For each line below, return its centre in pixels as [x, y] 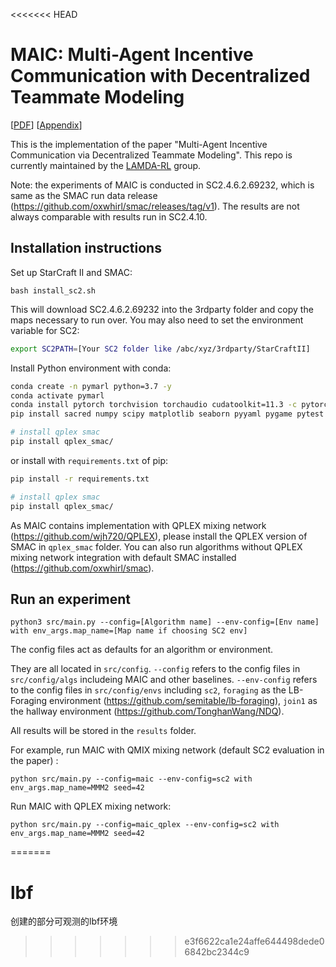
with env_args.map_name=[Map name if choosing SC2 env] [129, 631]
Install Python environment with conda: [91, 368]
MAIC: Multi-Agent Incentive [132, 55]
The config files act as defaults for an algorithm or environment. [142, 650]
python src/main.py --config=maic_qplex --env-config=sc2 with [145, 825]
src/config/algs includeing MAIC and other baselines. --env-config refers [164, 680]
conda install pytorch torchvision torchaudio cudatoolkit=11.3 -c [154, 405]
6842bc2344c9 [217, 952]
